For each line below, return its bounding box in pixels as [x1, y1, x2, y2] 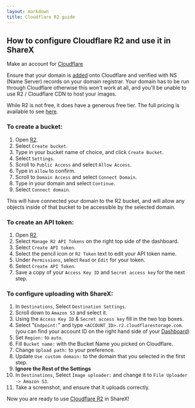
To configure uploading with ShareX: [6, 290, 114, 298]
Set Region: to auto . [15, 334, 63, 341]
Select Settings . [15, 155, 55, 162]
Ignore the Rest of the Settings [15, 365, 91, 372]
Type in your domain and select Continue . [15, 179, 115, 186]
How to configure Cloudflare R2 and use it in [6, 36, 171, 46]
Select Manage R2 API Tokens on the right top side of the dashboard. [15, 237, 179, 244]
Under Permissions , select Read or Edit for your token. [15, 256, 146, 263]
